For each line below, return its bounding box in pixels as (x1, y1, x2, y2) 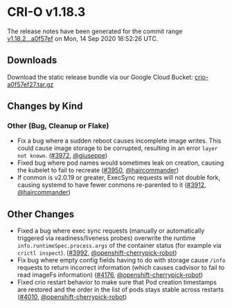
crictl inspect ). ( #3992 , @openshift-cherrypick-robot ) (17, 248, 177, 257)
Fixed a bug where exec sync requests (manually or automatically (17, 226, 205, 235)
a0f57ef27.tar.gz (7, 80, 54, 89)
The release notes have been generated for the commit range (7, 27, 183, 35)
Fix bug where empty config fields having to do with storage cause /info (17, 256, 226, 264)
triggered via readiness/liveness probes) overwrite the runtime (17, 234, 196, 242)
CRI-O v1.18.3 (7, 4, 86, 20)
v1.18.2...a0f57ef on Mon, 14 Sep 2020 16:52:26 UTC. (7, 34, 159, 42)
